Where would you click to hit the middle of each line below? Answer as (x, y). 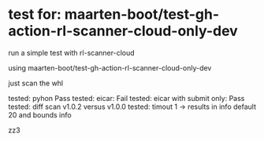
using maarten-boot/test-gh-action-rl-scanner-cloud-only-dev (110, 67)
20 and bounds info (40, 114)
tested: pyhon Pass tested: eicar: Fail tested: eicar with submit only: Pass (126, 98)
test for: (35, 14)
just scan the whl (36, 83)
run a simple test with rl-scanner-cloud (72, 52)
